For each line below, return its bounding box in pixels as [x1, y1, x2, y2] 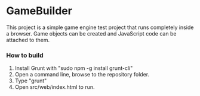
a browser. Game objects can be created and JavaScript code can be [6, 30, 177, 37]
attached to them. [6, 36, 50, 43]
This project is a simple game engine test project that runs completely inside [6, 24, 194, 31]
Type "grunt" [14, 77, 47, 84]
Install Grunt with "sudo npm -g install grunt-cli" [14, 65, 133, 72]
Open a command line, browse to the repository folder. [14, 71, 150, 78]
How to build [6, 51, 44, 59]
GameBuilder [6, 4, 73, 18]
